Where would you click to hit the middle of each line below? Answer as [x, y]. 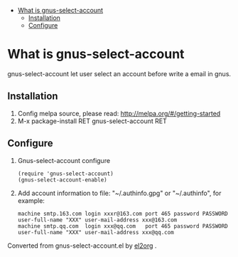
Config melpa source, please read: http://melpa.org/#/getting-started [119, 113]
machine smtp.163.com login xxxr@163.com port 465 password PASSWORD [123, 214]
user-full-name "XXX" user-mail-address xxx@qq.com [96, 232]
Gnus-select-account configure [64, 160]
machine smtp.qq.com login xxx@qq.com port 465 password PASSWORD [123, 226]
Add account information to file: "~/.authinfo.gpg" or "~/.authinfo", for [119, 193]
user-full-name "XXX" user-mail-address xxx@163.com [97, 220]
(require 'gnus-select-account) [65, 174]
